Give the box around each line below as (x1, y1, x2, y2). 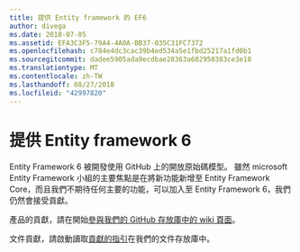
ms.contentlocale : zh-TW (9, 72, 103, 81)
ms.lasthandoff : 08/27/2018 (9, 80, 115, 89)
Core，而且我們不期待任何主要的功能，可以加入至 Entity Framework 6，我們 (9, 184, 291, 194)
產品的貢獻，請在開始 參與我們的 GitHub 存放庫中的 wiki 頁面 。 (9, 214, 241, 225)
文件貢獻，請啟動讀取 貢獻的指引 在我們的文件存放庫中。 (9, 233, 214, 244)
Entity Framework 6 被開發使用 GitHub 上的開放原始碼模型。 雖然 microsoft (9, 161, 288, 172)
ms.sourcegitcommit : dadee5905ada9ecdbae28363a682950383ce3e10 (9, 55, 252, 64)
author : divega (9, 22, 67, 31)
